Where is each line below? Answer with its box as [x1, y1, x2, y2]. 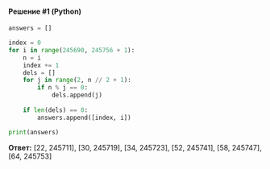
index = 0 [8, 39, 42, 47]
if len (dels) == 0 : [23, 105, 89, 114]
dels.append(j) [51, 91, 103, 100]
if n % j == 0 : [37, 84, 89, 92]
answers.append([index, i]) [37, 113, 131, 122]
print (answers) [8, 128, 60, 136]
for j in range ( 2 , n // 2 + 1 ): [23, 76, 131, 84]
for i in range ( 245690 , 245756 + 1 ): [8, 46, 135, 54]
